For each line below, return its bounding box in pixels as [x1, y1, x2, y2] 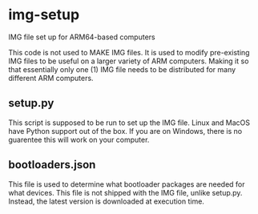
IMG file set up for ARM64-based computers [8, 32, 155, 42]
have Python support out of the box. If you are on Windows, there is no [8, 126, 243, 135]
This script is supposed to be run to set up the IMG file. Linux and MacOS [8, 118, 251, 127]
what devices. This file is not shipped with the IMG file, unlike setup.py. [8, 188, 243, 197]
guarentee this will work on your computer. [8, 135, 150, 144]
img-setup [8, 6, 80, 24]
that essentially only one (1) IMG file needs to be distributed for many [8, 64, 236, 74]
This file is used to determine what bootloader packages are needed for [8, 179, 246, 189]
